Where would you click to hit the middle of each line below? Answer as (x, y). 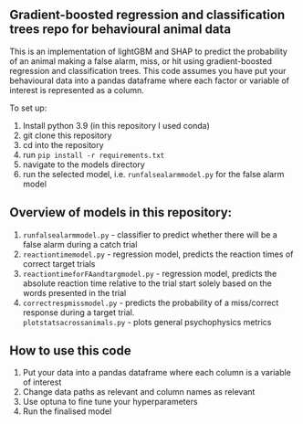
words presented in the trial (74, 292)
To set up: (28, 108)
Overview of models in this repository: (121, 212)
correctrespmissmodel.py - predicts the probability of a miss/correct (151, 302)
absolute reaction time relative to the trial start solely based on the (147, 283)
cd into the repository (63, 144)
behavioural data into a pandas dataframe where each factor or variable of (150, 80)
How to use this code (70, 351)
